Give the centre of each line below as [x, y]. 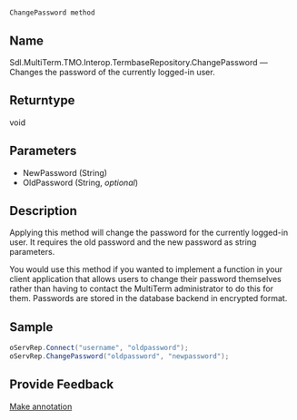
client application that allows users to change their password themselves [145, 279]
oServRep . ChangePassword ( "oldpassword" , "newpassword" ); [119, 357]
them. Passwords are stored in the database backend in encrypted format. [148, 298]
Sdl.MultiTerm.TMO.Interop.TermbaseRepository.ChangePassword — [139, 62]
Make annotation [41, 406]
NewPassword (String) [64, 172]
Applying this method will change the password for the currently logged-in [149, 233]
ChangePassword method [52, 13]
